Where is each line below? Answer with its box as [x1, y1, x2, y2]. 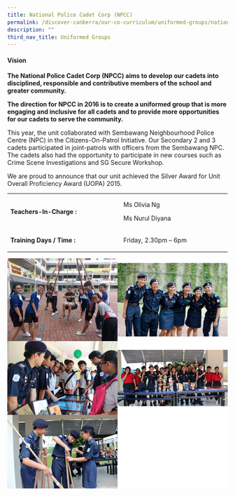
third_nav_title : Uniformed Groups [7, 34, 111, 41]
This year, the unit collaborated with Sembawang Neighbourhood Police [7, 128, 215, 137]
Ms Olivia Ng [123, 201, 160, 209]
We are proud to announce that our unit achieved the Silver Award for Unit [7, 172, 220, 180]
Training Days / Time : [10, 236, 76, 245]
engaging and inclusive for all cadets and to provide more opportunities [7, 107, 220, 116]
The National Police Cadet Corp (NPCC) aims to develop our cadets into [7, 72, 219, 80]
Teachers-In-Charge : [10, 207, 77, 215]
